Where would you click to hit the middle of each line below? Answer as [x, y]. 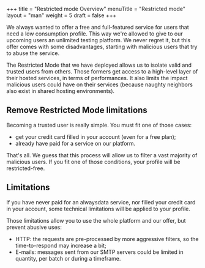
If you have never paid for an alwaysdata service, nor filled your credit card [101, 202]
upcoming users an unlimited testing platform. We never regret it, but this [99, 40]
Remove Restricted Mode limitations [77, 110]
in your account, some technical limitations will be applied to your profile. [99, 209]
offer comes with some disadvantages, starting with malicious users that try [102, 47]
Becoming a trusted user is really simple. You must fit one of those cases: [99, 125]
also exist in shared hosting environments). [61, 91]
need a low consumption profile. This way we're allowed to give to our [95, 34]
